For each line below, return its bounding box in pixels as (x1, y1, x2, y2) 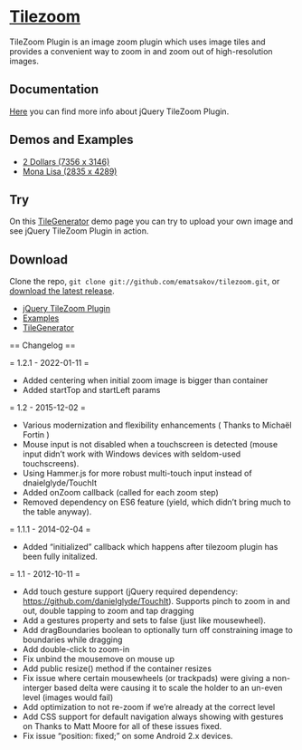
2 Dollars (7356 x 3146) (22, 156, 110, 167)
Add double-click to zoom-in (22, 644, 130, 655)
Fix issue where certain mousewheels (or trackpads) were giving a (22, 673, 271, 684)
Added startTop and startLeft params (22, 385, 161, 396)
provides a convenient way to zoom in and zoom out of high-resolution (9, 45, 273, 56)
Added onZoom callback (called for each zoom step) (22, 487, 219, 498)
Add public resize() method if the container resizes (22, 663, 212, 674)
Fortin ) (22, 429, 50, 440)
